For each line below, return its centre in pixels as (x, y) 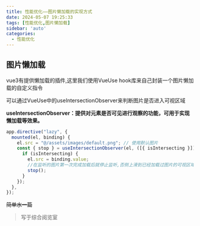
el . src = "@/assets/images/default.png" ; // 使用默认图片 (87, 143)
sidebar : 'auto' (26, 28)
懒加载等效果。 (24, 120)
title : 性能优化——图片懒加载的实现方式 (49, 12)
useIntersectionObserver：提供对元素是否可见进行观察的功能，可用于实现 (98, 113)
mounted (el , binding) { (41, 137)
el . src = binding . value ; (58, 159)
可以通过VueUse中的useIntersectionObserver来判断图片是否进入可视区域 (96, 100)
